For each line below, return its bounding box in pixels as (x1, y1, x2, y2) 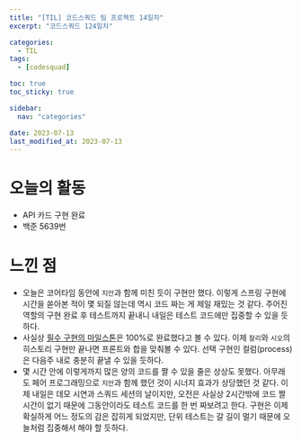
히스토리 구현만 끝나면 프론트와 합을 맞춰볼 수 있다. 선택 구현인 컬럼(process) (22, 344, 293, 355)
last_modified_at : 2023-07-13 (9, 137, 123, 146)
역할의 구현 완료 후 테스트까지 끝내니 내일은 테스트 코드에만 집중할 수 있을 (22, 310, 279, 320)
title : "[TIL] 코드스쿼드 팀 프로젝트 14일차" (9, 13, 164, 22)
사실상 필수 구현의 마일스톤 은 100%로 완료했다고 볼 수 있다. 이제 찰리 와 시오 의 (22, 332, 290, 343)
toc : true (9, 79, 47, 88)
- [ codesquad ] (17, 63, 70, 72)
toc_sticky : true (9, 87, 75, 96)
